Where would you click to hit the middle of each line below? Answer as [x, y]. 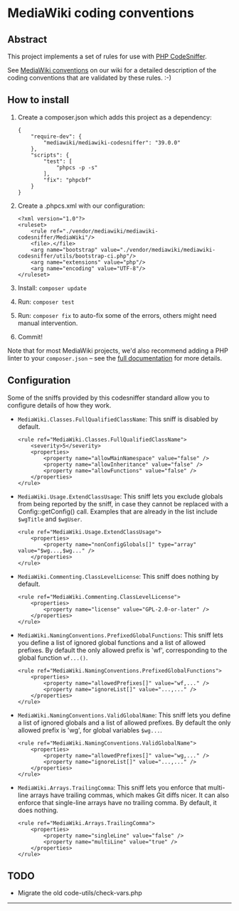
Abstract [27, 39]
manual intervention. [48, 323]
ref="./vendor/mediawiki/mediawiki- [104, 231]
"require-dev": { [56, 137]
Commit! [30, 336]
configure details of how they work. [59, 405]
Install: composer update [52, 288]
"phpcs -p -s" [77, 167]
